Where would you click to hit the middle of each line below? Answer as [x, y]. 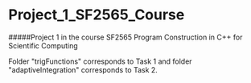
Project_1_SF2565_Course [97, 15]
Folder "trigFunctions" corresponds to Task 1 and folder [100, 61]
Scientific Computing [43, 45]
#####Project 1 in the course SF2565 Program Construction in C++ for [125, 37]
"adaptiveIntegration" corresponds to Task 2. [83, 69]
